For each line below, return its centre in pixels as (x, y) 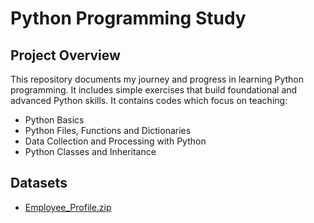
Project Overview (65, 55)
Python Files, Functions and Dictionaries (108, 130)
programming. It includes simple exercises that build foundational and (154, 90)
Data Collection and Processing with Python (115, 141)
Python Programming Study (128, 18)
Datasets (39, 183)
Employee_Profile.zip (68, 207)
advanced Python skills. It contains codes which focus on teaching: (149, 100)
